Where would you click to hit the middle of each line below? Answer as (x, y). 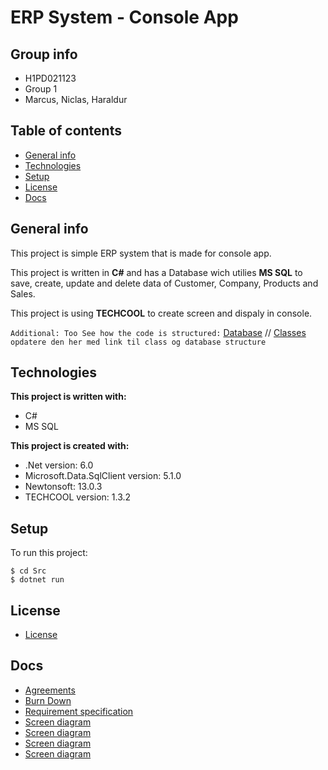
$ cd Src (28, 571)
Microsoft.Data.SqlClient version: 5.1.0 (103, 476)
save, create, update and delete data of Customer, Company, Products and (164, 283)
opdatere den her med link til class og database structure (138, 342)
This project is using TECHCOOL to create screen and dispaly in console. (161, 313)
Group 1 (41, 89)
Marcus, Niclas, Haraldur (76, 99)
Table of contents (66, 131)
